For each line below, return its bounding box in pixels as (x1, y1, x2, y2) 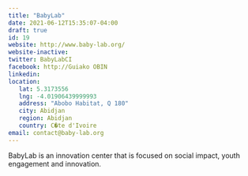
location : (8, 77, 41, 85)
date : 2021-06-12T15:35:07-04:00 (8, 19, 118, 27)
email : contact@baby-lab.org (8, 129, 104, 137)
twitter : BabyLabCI (8, 56, 73, 64)
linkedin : (8, 70, 41, 78)
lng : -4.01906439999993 (18, 92, 97, 100)
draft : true (8, 26, 47, 34)
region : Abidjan (18, 114, 73, 122)
